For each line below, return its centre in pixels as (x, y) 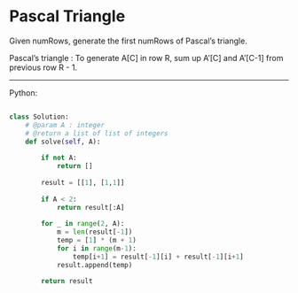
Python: (24, 93)
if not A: (59, 158)
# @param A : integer (65, 125)
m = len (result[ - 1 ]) (94, 232)
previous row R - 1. (43, 67)
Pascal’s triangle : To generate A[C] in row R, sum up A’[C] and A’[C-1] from (146, 58)
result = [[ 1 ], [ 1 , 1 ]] (83, 182)
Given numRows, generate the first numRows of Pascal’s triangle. (129, 41)
